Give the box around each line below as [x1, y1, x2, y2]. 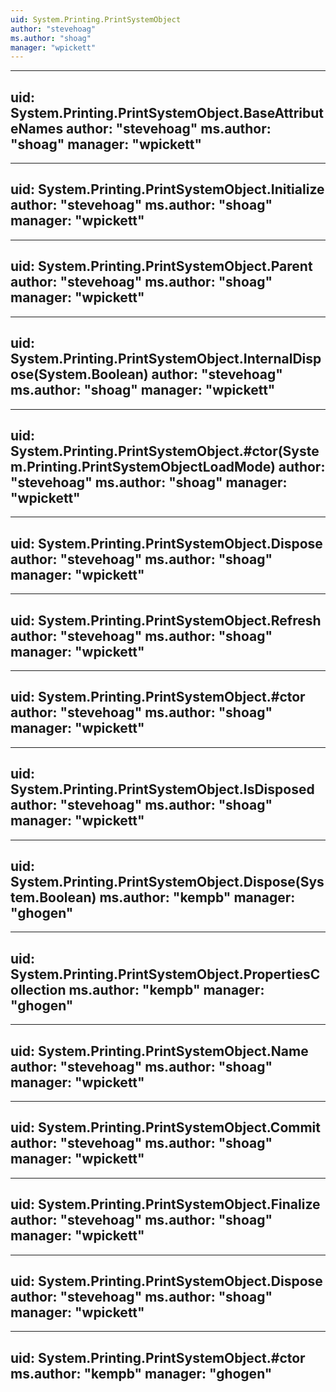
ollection [10, 981, 67, 998]
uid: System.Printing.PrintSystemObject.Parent [10, 258, 313, 275]
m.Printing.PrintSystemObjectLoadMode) [10, 458, 276, 475]
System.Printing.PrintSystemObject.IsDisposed [10, 781, 315, 798]
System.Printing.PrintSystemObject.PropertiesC [10, 966, 321, 983]
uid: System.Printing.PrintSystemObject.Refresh [10, 612, 322, 629]
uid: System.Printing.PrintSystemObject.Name [10, 1042, 309, 1060]
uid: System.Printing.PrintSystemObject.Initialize [10, 181, 325, 198]
